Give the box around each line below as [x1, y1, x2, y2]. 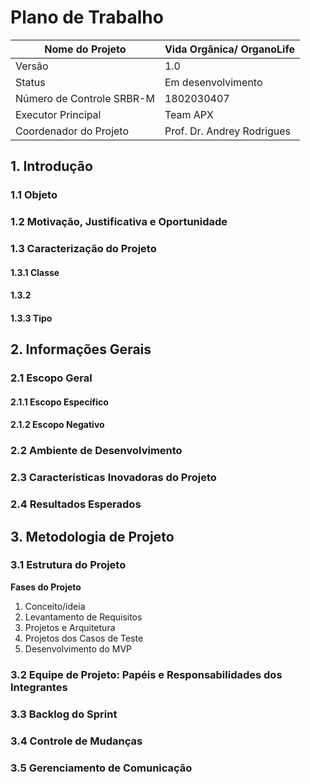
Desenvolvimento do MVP [24, 642, 133, 655]
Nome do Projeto [44, 42, 127, 56]
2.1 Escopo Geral [10, 371, 93, 385]
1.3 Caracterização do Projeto [10, 242, 157, 256]
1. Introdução [10, 158, 93, 175]
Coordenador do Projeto [15, 124, 130, 138]
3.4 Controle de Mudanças [10, 734, 143, 748]
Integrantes [10, 680, 68, 694]
